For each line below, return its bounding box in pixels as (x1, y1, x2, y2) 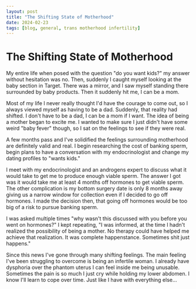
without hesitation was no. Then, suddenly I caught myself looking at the (6, 76, 182, 83)
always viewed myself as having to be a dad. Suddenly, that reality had (6, 106, 178, 113)
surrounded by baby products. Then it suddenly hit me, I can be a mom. (6, 89, 180, 96)
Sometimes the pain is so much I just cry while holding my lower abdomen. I (6, 270, 190, 277)
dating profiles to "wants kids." (6, 155, 80, 162)
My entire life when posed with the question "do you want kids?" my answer (6, 70, 190, 77)
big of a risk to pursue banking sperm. (6, 204, 99, 211)
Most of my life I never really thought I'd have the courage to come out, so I (6, 100, 188, 107)
